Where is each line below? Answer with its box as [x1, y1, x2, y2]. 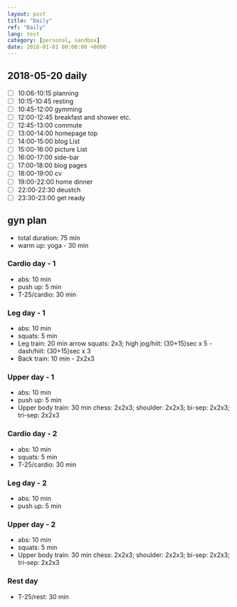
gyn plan [7, 214, 48, 227]
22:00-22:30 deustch [17, 185, 81, 194]
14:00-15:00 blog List [17, 137, 80, 146]
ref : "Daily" [7, 24, 46, 31]
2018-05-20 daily [7, 70, 88, 82]
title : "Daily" [7, 17, 53, 24]
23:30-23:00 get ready [17, 193, 85, 202]
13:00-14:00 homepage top [17, 129, 98, 138]
